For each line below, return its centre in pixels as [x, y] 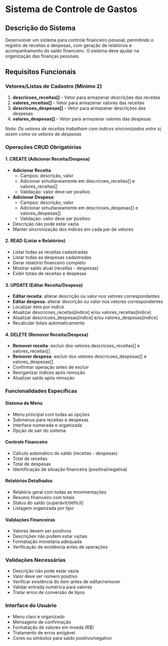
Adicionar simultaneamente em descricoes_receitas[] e [77, 181]
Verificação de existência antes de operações [60, 547]
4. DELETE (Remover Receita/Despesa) [47, 335]
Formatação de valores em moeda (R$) [53, 627]
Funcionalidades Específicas [41, 391]
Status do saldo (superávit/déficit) [48, 503]
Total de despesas [32, 464]
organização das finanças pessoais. [43, 56]
